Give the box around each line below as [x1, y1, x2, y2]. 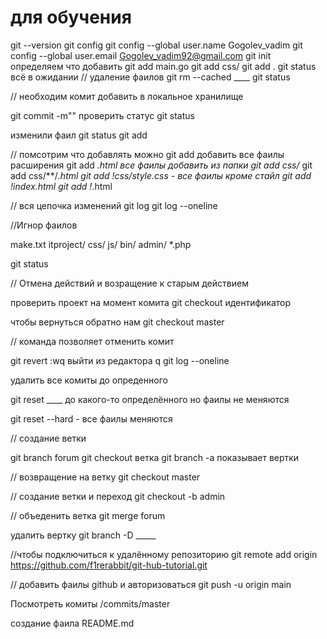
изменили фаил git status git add [10, 129, 148, 141]
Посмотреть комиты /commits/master [10, 597, 171, 610]
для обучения [10, 6, 132, 29]
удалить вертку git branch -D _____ [10, 529, 157, 541]
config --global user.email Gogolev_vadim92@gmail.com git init [10, 49, 272, 61]
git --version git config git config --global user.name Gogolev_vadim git [10, 39, 303, 51]
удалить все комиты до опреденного [10, 374, 168, 386]
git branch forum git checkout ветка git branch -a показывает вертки [10, 451, 300, 463]
